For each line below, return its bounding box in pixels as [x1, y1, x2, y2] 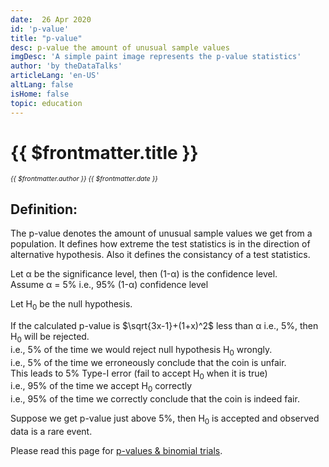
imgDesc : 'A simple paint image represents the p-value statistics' [10, 52, 302, 62]
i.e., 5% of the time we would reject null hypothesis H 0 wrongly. [10, 343, 273, 358]
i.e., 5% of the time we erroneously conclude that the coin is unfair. [10, 356, 287, 368]
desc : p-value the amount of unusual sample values [10, 42, 230, 53]
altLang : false [10, 80, 74, 90]
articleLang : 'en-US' [10, 71, 101, 81]
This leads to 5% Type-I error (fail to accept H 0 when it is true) [10, 367, 268, 381]
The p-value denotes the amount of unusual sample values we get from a [10, 227, 313, 240]
